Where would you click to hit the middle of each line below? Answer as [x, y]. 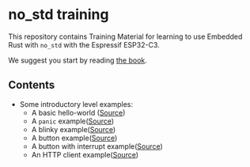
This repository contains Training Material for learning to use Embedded [125, 36]
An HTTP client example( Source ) [85, 154]
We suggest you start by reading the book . [78, 60]
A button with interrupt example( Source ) [97, 146]
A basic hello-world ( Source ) [78, 112]
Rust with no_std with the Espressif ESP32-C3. [84, 44]
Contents [32, 85]
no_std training [59, 15]
